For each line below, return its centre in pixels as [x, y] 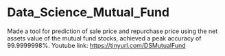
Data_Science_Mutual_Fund [88, 12]
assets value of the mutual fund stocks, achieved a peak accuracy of [104, 38]
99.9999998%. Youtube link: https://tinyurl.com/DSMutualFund [97, 45]
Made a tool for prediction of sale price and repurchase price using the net [113, 31]
